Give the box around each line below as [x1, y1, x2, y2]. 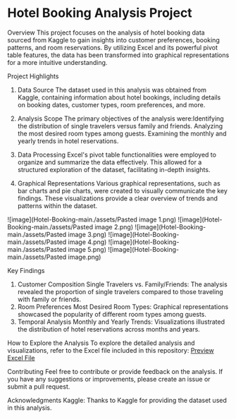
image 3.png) [68, 230, 107, 238]
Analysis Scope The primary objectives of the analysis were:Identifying [17, 114, 224, 123]
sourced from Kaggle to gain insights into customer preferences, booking [7, 35, 220, 44]
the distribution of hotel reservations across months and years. [17, 324, 201, 333]
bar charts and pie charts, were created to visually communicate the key [17, 186, 228, 195]
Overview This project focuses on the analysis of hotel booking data [7, 28, 206, 37]
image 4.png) [68, 238, 107, 246]
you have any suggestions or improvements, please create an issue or [7, 375, 211, 383]
